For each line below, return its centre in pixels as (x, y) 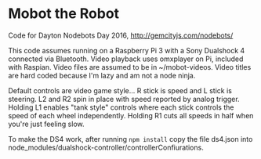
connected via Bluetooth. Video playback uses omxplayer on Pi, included (126, 59)
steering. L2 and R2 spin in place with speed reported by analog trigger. (124, 99)
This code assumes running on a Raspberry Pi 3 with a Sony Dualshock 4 (127, 50)
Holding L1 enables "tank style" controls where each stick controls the (121, 107)
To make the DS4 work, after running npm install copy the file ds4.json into (130, 139)
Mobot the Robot (64, 14)
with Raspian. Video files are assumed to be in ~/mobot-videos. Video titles (130, 67)
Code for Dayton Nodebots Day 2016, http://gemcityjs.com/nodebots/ (121, 35)
